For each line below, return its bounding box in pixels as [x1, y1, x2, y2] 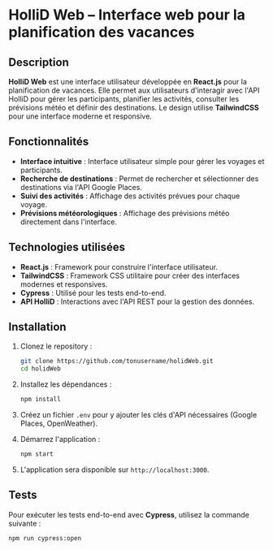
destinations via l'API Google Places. [19, 182, 142, 192]
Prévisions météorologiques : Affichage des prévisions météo [19, 208, 230, 218]
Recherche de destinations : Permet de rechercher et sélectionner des [19, 173, 259, 184]
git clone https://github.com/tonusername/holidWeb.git [19, 357, 214, 366]
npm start [19, 450, 54, 458]
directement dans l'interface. [19, 217, 118, 227]
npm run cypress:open [8, 534, 82, 542]
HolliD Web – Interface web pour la [8, 6, 246, 24]
